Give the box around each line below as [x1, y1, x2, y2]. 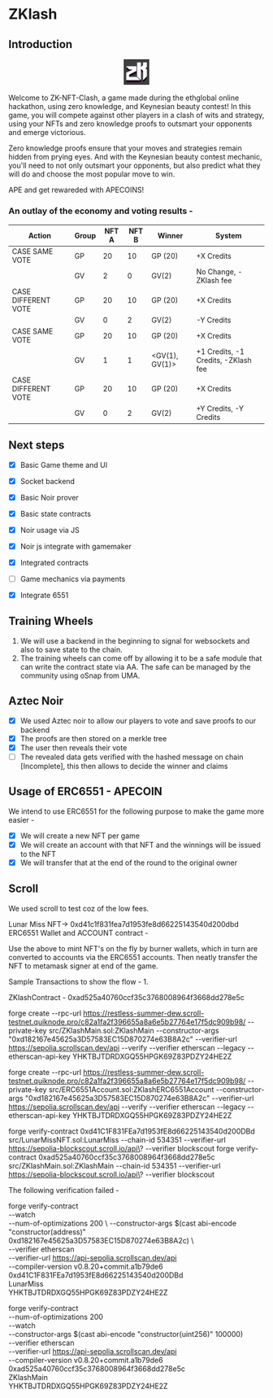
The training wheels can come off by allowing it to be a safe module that [19, 653, 262, 663]
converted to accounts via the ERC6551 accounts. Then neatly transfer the [8, 952, 258, 962]
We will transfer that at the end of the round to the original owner [19, 858, 238, 867]
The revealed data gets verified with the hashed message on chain [19, 752, 244, 762]
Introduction [8, 37, 73, 51]
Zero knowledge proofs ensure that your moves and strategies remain [8, 143, 242, 153]
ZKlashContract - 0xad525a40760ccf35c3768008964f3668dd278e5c [8, 992, 245, 1002]
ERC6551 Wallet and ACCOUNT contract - [8, 928, 149, 937]
